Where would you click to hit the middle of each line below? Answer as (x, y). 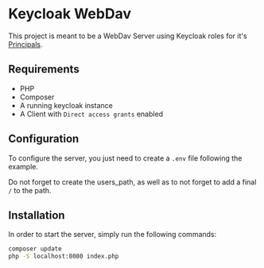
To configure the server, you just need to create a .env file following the (125, 158)
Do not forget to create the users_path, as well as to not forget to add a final (132, 182)
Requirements (44, 70)
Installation (37, 215)
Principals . (25, 44)
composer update (35, 249)
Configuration (44, 139)
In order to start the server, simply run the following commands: (113, 235)
